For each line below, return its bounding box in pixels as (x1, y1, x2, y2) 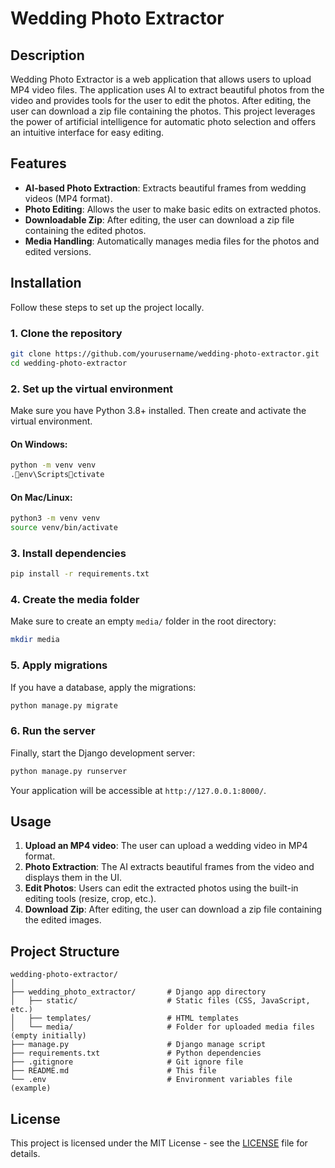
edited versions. (24, 245, 92, 257)
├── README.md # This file (10, 1066, 217, 1076)
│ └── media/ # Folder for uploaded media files (10, 1022, 315, 1032)
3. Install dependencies (10, 546, 127, 560)
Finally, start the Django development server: (10, 747, 196, 759)
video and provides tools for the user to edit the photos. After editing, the (10, 95, 312, 106)
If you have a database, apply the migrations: (10, 681, 197, 693)
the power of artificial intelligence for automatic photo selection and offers (10, 116, 317, 127)
